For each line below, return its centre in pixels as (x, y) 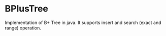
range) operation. (23, 27)
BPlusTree (27, 9)
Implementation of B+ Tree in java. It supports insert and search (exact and (83, 22)
